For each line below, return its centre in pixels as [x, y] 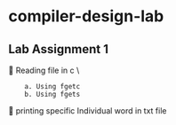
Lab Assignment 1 [58, 49]
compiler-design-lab [86, 16]
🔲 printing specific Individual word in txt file [88, 111]
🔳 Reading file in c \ [44, 70]
